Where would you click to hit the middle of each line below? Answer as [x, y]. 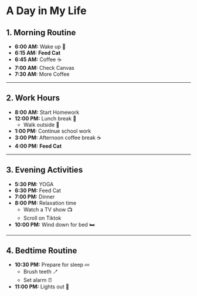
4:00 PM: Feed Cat [38, 146]
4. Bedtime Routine [42, 251]
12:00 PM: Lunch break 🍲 [45, 118]
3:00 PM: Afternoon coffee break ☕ [58, 137]
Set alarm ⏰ [38, 280]
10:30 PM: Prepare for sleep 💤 [52, 265]
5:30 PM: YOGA [34, 184]
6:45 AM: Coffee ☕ [38, 59]
